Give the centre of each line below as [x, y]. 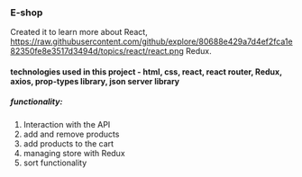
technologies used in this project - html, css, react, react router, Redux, [146, 71]
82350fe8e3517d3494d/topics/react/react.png [97, 51]
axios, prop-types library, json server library [95, 81]
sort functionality [55, 163]
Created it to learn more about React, [79, 32]
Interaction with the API [67, 124]
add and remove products [71, 134]
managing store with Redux [74, 153]
